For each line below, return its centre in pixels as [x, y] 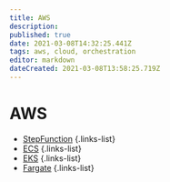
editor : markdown [42, 60]
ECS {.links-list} [52, 148]
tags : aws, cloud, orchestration [73, 52]
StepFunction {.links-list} [69, 138]
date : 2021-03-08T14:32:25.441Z [70, 43]
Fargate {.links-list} [58, 167]
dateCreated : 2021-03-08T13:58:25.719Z [85, 69]
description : [34, 26]
